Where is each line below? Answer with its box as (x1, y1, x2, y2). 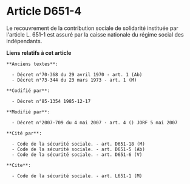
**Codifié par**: (6, 87, 50, 94)
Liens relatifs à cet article (6, 49, 72, 56)
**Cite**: (6, 162, 32, 168)
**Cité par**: (6, 130, 42, 136)
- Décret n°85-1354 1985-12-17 (12, 98, 91, 104)
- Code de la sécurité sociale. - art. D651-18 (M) (12, 141, 146, 147)
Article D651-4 (6, 4, 82, 18)
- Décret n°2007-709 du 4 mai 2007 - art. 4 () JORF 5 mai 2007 (12, 119, 178, 126)
